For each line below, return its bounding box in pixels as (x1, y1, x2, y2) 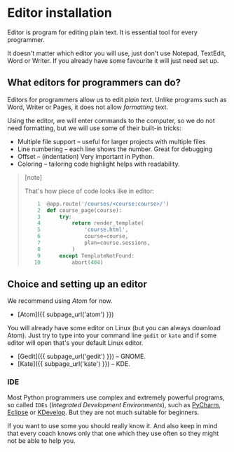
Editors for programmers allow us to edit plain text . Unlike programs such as (7, 95, 227, 104)
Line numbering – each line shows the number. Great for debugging (17, 145, 213, 153)
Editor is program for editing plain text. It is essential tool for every (7, 28, 198, 36)
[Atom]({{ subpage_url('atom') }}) (17, 310, 114, 319)
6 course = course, (37, 233, 129, 240)
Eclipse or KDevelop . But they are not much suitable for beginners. (7, 408, 200, 416)
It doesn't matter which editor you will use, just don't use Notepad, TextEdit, (7, 49, 226, 57)
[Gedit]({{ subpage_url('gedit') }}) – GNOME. (17, 352, 146, 361)
